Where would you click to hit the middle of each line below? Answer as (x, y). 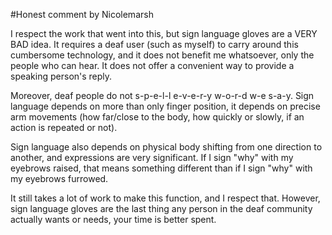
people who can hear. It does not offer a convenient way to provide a (152, 65)
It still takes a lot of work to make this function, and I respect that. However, (165, 198)
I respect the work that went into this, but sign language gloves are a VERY (164, 33)
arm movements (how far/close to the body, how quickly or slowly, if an (157, 117)
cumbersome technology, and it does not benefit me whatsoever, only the (162, 55)
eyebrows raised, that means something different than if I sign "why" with (161, 168)
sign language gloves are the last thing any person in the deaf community (161, 208)
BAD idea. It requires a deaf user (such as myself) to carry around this (154, 44)
